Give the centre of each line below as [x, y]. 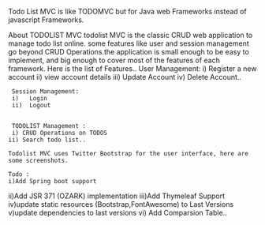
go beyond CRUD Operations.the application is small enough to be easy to [129, 52]
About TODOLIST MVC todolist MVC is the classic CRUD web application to [131, 35]
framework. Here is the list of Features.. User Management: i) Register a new [132, 69]
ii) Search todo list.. [47, 140]
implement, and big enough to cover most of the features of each [114, 60]
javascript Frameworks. [46, 20]
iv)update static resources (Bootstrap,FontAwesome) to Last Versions [121, 204]
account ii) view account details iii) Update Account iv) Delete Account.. [125, 77]
